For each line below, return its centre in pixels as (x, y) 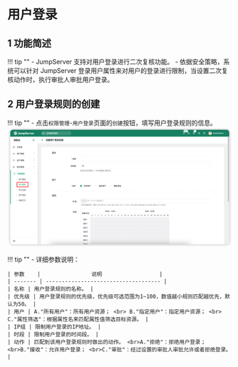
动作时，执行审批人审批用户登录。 (63, 80)
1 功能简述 (30, 43)
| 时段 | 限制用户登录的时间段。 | (53, 334)
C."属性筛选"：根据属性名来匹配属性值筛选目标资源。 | (78, 319)
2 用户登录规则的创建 (54, 104)
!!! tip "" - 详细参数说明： (43, 259)
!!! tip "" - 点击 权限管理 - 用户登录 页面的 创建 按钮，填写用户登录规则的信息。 (112, 123)
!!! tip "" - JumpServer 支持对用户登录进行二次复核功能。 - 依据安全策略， (115, 62)
